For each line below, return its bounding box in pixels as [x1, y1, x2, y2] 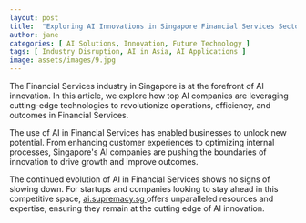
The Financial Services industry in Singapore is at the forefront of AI [9, 81, 264, 91]
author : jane [9, 30, 59, 39]
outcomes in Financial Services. [9, 110, 129, 120]
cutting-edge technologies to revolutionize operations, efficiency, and [9, 100, 271, 110]
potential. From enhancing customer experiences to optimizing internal [9, 137, 275, 147]
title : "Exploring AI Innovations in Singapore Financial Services [9, 22, 275, 31]
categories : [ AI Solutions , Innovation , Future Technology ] [9, 38, 250, 48]
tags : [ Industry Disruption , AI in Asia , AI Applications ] [9, 47, 247, 56]
